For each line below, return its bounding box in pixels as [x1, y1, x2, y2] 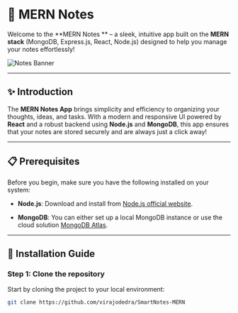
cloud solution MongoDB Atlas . [17, 220, 108, 229]
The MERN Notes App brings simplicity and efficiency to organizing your [7, 104, 220, 113]
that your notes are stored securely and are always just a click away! [7, 127, 208, 136]
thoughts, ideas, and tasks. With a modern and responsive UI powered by [7, 112, 222, 121]
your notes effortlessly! [7, 45, 75, 53]
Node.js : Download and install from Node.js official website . [17, 199, 193, 208]
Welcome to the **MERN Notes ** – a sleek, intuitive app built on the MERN [7, 30, 229, 38]
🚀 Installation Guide [7, 248, 96, 260]
